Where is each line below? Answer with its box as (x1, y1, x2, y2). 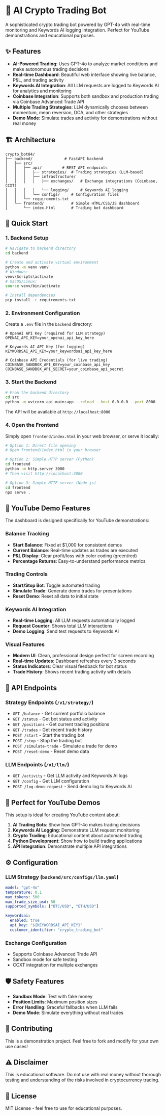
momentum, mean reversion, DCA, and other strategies (12, 109, 128, 115)
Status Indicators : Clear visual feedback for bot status (12, 663, 127, 669)
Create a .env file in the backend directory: (5, 321, 93, 327)
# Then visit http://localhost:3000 (5, 471, 83, 476)
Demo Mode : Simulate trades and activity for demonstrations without (12, 115, 157, 121)
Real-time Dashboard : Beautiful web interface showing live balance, (12, 71, 156, 77)
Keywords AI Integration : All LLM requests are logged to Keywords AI (12, 82, 159, 88)
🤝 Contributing (5, 1024, 53, 1033)
